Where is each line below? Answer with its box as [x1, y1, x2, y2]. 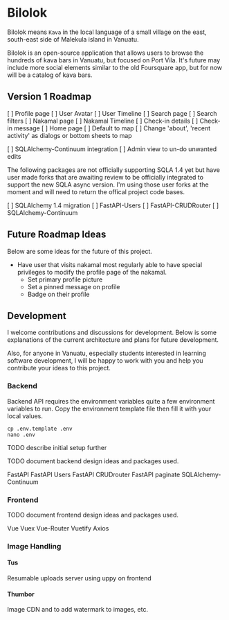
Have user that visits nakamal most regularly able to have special [17, 260, 203, 268]
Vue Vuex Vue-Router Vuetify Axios [7, 524, 109, 532]
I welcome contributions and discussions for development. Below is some [7, 328, 217, 337]
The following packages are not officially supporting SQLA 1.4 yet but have [7, 165, 220, 174]
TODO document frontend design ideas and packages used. [7, 510, 178, 519]
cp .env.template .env [7, 425, 73, 432]
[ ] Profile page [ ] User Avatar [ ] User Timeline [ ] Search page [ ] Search [7, 109, 217, 117]
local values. [7, 411, 44, 420]
